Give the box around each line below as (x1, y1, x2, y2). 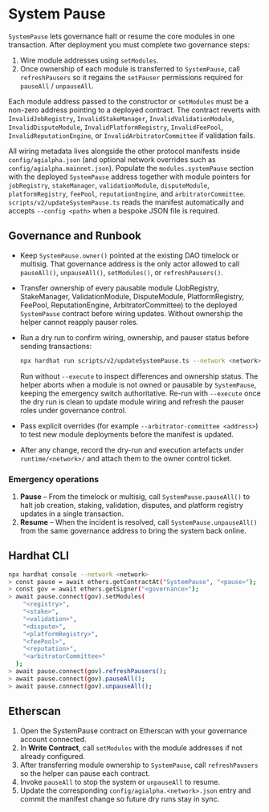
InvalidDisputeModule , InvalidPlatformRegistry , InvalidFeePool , (8, 122, 224, 132)
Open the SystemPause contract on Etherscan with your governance (19, 725, 247, 735)
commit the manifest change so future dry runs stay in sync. (19, 794, 220, 803)
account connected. (19, 734, 87, 744)
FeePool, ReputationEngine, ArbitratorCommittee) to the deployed (19, 300, 238, 310)
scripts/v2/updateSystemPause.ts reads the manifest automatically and (8, 197, 244, 207)
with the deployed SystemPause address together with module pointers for (8, 172, 251, 181)
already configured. (19, 751, 86, 761)
